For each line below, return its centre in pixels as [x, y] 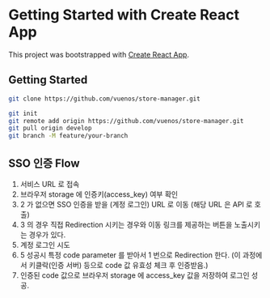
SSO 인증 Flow [44, 163]
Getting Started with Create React [124, 15]
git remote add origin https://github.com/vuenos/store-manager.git [126, 121]
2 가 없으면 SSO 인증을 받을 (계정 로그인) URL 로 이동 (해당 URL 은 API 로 [136, 204]
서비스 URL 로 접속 [50, 184]
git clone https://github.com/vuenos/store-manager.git [104, 99]
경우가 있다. [47, 234]
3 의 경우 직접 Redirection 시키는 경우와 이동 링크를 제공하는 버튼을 [126, 224]
